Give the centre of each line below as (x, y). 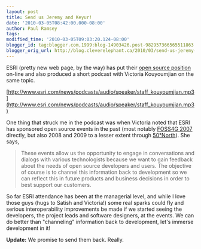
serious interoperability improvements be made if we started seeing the (94, 209)
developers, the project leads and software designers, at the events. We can (100, 215)
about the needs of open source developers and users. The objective (106, 165)
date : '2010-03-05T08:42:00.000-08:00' (56, 23)
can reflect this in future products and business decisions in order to (105, 178)
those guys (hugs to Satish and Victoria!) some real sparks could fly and (95, 202)
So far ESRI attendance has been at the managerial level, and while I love (96, 196)
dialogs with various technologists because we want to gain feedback (107, 159)
